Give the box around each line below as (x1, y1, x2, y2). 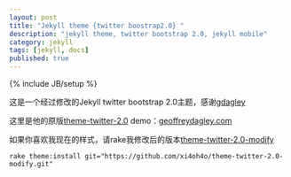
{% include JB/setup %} (9, 79, 98, 88)
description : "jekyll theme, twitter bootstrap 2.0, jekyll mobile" (9, 29, 268, 38)
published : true (9, 54, 69, 63)
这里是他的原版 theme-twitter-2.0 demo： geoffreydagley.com (9, 116, 232, 126)
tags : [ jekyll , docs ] (9, 46, 90, 55)
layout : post (9, 12, 58, 22)
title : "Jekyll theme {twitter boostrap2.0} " (9, 21, 185, 30)
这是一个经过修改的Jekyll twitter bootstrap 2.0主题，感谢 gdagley (9, 96, 246, 107)
